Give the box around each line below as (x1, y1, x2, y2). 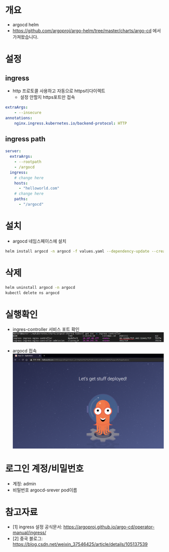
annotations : (5, 115, 33, 120)
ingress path (5, 135, 46, 143)
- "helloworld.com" (18, 186, 59, 191)
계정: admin (12, 480, 36, 486)
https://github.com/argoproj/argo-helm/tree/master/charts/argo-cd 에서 (12, 27, 161, 33)
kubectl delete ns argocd (5, 290, 59, 295)
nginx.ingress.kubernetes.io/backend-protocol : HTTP (14, 120, 127, 126)
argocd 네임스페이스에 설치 (12, 238, 67, 244)
